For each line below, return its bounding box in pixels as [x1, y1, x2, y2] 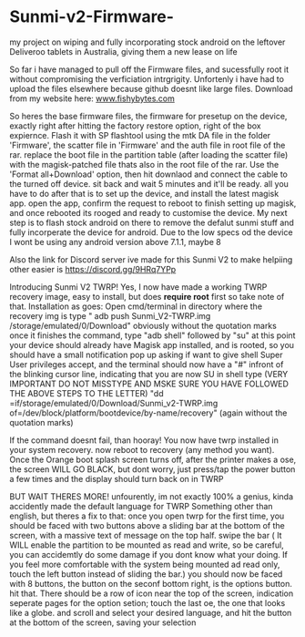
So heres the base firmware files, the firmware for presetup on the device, [9, 110, 288, 121]
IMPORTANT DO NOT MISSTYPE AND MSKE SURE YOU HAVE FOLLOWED [9, 378, 290, 389]
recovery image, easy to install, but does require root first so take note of [9, 291, 285, 302]
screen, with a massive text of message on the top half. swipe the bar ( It [9, 529, 282, 540]
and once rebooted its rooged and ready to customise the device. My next [9, 207, 288, 218]
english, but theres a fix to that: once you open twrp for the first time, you [9, 510, 285, 521]
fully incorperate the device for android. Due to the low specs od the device [9, 226, 293, 238]
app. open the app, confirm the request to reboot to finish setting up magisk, [9, 198, 297, 209]
